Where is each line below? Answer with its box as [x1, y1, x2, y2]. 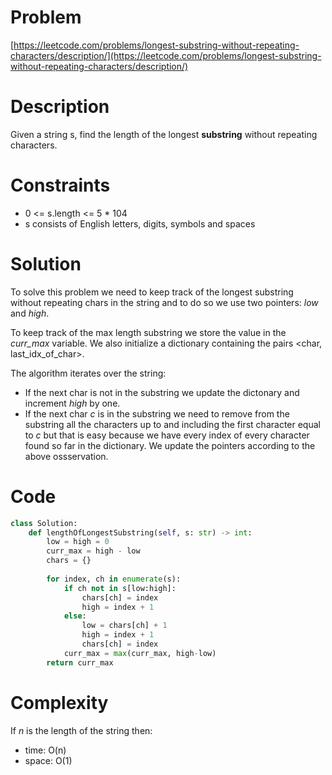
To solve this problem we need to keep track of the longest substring [10, 286, 294, 298]
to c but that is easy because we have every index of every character [24, 429, 310, 441]
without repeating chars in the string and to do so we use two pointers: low [10, 296, 319, 308]
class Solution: [10, 518, 78, 528]
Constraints [10, 174, 111, 197]
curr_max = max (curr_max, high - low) [63, 648, 217, 658]
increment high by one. [24, 397, 121, 409]
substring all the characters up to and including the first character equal [24, 418, 321, 430]
